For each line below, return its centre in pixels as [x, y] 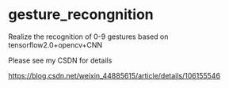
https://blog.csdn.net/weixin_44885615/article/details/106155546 [114, 75]
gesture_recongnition [81, 15]
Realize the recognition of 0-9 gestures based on [88, 36]
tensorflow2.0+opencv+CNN [55, 44]
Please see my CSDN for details [60, 60]
